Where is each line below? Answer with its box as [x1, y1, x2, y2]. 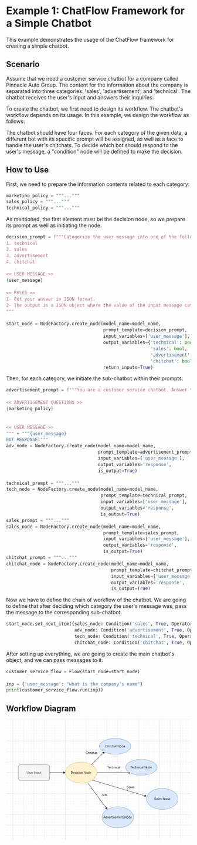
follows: [6, 118, 25, 125]
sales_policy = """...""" [6, 199, 69, 205]
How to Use [6, 165, 49, 175]
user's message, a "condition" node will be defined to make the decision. [6, 148, 183, 155]
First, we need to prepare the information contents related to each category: [6, 181, 190, 188]
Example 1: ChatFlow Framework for [6, 4, 185, 18]
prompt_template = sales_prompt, [103, 530, 180, 536]
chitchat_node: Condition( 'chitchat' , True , [74, 640, 185, 646]
